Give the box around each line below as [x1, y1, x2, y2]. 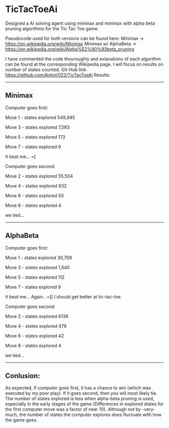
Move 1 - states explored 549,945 [5, 114, 75, 120]
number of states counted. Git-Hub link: [5, 67, 88, 73]
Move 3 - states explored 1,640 [5, 264, 70, 270]
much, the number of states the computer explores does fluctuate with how [5, 412, 162, 418]
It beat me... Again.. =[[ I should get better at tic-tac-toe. [5, 293, 122, 299]
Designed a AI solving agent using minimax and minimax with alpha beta [5, 20, 155, 26]
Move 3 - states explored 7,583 [5, 124, 70, 130]
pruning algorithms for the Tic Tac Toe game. [5, 25, 99, 31]
